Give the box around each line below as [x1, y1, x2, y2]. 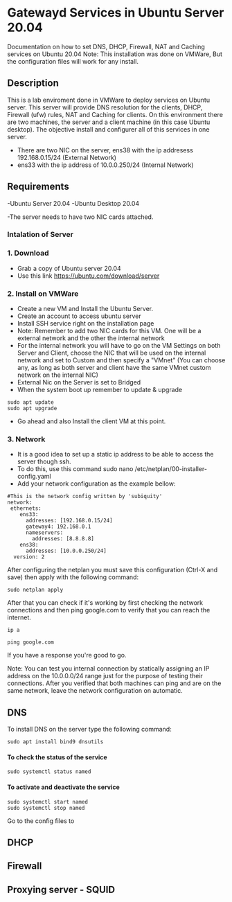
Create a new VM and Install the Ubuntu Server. [17, 305, 154, 313]
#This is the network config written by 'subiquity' [7, 493, 163, 500]
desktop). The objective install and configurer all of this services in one [7, 125, 210, 133]
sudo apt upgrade [7, 405, 57, 412]
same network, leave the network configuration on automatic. [7, 687, 184, 695]
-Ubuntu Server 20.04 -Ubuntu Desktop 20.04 [7, 199, 140, 207]
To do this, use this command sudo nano [17, 465, 134, 473]
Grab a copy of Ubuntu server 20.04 [17, 264, 121, 272]
